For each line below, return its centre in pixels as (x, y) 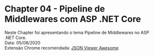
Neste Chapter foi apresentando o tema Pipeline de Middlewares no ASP (77, 32)
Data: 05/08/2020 (23, 42)
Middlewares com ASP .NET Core (73, 19)
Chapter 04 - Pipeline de (55, 9)
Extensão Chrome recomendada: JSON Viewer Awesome (62, 48)
